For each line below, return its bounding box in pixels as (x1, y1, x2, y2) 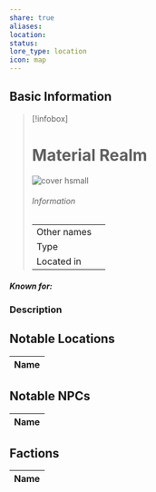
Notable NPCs (9, 389, 91, 404)
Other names (35, 225, 93, 238)
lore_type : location (9, 47, 88, 56)
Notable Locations (9, 331, 115, 347)
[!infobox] (31, 113, 69, 123)
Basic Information (9, 89, 112, 104)
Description (9, 303, 63, 316)
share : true (9, 13, 54, 23)
